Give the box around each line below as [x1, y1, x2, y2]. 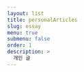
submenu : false [7, 36, 51, 43]
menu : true [7, 29, 38, 36]
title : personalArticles [7, 16, 78, 23]
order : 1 [7, 42, 32, 49]
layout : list [7, 10, 44, 17]
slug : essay [7, 23, 41, 29]
